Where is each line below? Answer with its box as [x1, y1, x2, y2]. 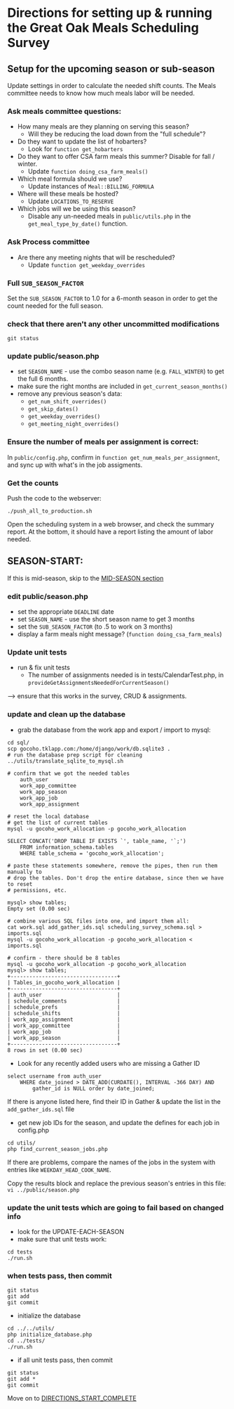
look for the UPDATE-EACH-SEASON [17, 1228, 125, 1236]
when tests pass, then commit [7, 1271, 112, 1280]
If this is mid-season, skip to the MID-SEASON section [7, 574, 164, 582]
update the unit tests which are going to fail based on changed [7, 1202, 224, 1212]
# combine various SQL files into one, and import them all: [7, 918, 190, 925]
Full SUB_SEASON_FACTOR [7, 278, 84, 288]
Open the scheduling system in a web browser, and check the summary [7, 520, 214, 529]
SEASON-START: [7, 555, 84, 567]
